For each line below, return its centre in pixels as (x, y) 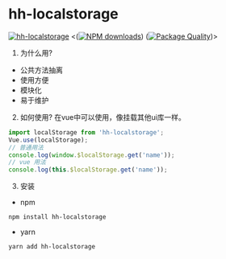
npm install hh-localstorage (57, 217)
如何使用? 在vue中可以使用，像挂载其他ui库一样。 (103, 117)
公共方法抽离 (41, 70)
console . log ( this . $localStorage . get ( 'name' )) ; (88, 170)
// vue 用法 (27, 162)
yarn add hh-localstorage (52, 247)
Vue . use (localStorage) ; (48, 140)
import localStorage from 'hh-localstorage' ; (86, 132)
